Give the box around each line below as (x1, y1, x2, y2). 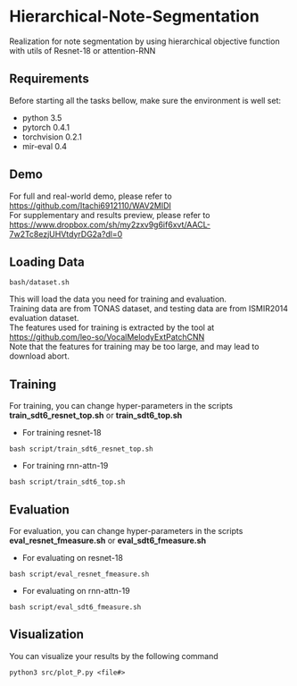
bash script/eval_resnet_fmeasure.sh (9, 570, 150, 579)
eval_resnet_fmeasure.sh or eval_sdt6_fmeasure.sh (9, 535, 207, 546)
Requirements (9, 72, 89, 87)
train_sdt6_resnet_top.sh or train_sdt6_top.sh (9, 410, 183, 421)
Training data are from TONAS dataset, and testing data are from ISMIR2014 (9, 303, 288, 314)
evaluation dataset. (9, 313, 79, 324)
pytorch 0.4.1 (21, 122, 70, 132)
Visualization (9, 627, 85, 642)
